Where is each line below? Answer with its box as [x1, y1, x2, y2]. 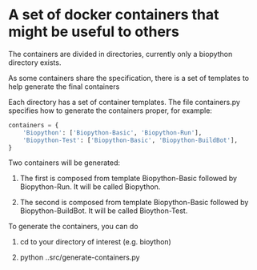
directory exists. [8, 58, 62, 67]
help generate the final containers [8, 82, 120, 91]
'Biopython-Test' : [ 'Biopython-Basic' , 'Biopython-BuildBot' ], [22, 136, 239, 144]
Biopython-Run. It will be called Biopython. [19, 182, 161, 191]
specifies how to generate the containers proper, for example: [8, 106, 212, 115]
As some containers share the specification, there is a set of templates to [8, 73, 250, 83]
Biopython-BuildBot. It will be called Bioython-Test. [19, 206, 188, 216]
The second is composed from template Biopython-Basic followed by [19, 198, 249, 208]
